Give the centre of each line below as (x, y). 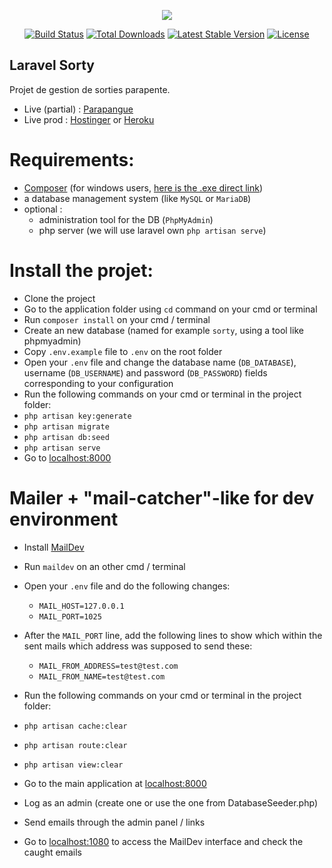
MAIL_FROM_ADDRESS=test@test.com (108, 666)
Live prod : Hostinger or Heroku (89, 119)
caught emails (52, 852)
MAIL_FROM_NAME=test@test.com (102, 676)
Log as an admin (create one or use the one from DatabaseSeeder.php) (170, 802)
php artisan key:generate (77, 416)
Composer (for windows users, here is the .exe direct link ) (143, 187)
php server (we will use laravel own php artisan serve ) (152, 230)
